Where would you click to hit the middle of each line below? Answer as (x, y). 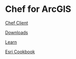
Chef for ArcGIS (38, 9)
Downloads (17, 32)
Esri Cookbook (20, 52)
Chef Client (17, 23)
